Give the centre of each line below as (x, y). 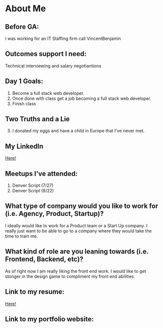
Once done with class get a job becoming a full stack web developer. (82, 98)
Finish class (24, 103)
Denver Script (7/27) (33, 185)
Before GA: (22, 27)
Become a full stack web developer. (48, 93)
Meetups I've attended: (41, 173)
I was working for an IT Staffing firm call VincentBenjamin (63, 38)
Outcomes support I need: (46, 54)
